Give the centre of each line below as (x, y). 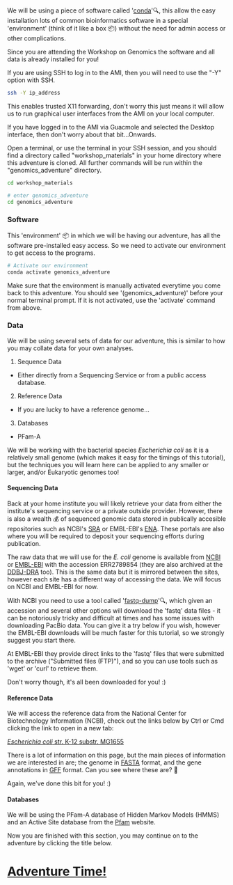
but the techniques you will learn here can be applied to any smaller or (108, 464)
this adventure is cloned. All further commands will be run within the (105, 162)
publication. (24, 544)
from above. (25, 307)
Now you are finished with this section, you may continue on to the (103, 836)
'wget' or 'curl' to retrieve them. (53, 668)
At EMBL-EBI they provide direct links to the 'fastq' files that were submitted (116, 654)
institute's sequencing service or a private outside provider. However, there (115, 511)
